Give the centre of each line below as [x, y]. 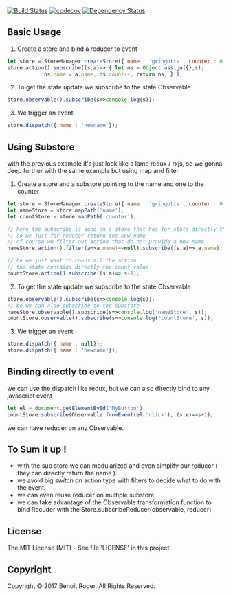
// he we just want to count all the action [72, 261]
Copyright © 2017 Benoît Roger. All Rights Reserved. [81, 586]
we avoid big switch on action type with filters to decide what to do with [119, 480]
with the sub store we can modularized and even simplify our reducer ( [117, 466]
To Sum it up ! [37, 449]
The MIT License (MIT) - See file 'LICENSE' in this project [88, 548]
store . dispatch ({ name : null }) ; [55, 344]
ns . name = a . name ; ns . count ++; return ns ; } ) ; [113, 74]
